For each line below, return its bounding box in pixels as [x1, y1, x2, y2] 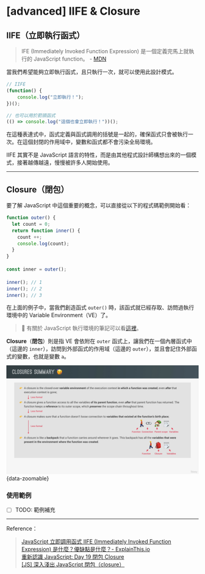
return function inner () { [12, 228, 81, 234]
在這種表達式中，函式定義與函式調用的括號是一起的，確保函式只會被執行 [6, 130, 188, 138]
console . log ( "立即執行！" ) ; [17, 94, 84, 100]
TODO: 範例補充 [15, 506, 56, 513]
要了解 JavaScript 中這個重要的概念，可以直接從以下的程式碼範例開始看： [6, 202, 192, 209]
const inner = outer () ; [6, 266, 67, 273]
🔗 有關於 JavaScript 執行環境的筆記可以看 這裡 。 [21, 324, 142, 332]
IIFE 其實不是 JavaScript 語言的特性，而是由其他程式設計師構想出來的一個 [6, 151, 192, 158]
